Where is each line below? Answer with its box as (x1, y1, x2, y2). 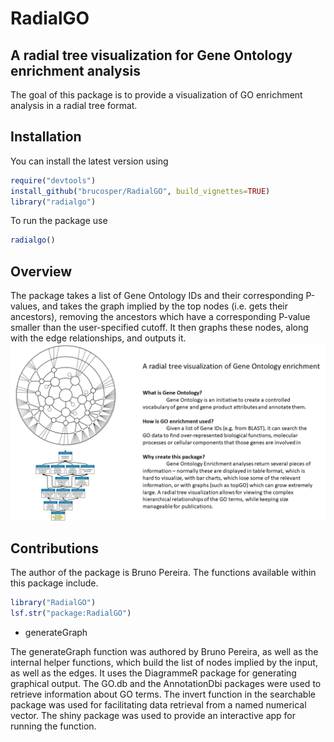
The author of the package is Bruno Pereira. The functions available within (10, 567, 317, 579)
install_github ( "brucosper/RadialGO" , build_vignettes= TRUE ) (10, 186, 271, 196)
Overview (10, 263, 73, 280)
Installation (10, 128, 82, 146)
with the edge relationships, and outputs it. (10, 332, 187, 344)
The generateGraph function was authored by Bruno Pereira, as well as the (10, 646, 319, 658)
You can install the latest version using (10, 155, 169, 167)
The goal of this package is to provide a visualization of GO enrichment (10, 89, 303, 101)
